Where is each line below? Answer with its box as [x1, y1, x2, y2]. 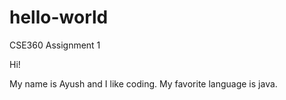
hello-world [9, 6, 109, 29]
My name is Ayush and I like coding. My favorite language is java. [9, 77, 278, 90]
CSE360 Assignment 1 [9, 39, 101, 51]
